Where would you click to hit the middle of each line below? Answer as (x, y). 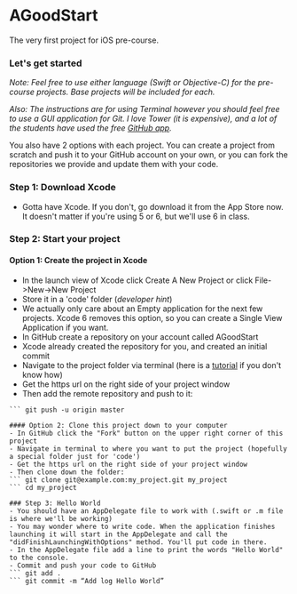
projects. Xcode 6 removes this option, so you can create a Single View (152, 317)
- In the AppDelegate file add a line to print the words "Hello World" (146, 550)
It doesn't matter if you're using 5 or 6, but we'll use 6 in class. (136, 216)
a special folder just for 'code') (75, 456)
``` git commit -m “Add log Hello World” (87, 581)
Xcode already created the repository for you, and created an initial (145, 346)
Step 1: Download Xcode (63, 188)
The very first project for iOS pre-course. (84, 40)
